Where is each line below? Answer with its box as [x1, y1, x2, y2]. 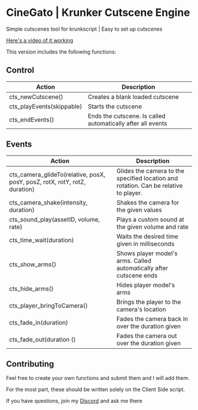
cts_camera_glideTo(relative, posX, [9, 170, 105, 178]
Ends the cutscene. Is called [87, 112, 166, 120]
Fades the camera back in [116, 315, 189, 323]
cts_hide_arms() [9, 285, 54, 293]
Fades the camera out [116, 332, 177, 340]
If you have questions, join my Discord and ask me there [6, 398, 143, 405]
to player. [116, 189, 143, 197]
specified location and [116, 174, 179, 182]
